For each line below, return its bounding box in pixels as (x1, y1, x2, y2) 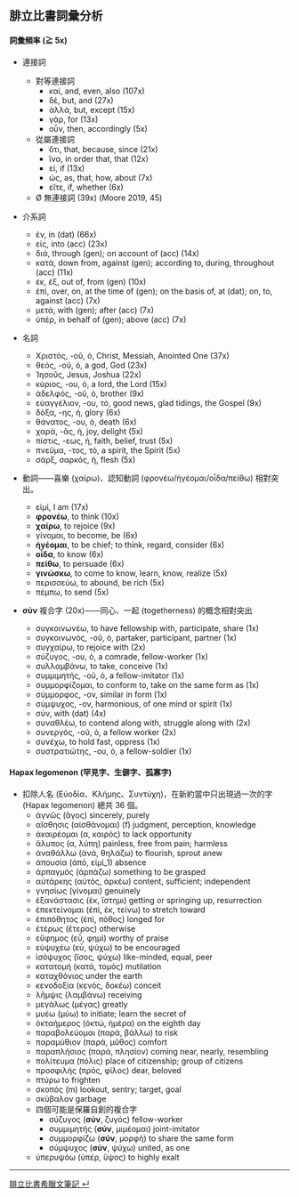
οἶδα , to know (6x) (35, 548, 104, 559)
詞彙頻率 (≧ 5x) (9, 35, 69, 45)
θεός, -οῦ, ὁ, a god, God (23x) (35, 360, 148, 370)
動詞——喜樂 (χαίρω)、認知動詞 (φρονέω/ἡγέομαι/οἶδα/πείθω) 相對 (21, 473, 271, 483)
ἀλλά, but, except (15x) (48, 104, 135, 115)
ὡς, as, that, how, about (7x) (48, 172, 153, 182)
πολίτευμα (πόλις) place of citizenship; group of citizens (35, 1055, 244, 1066)
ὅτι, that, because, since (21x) (48, 143, 158, 154)
